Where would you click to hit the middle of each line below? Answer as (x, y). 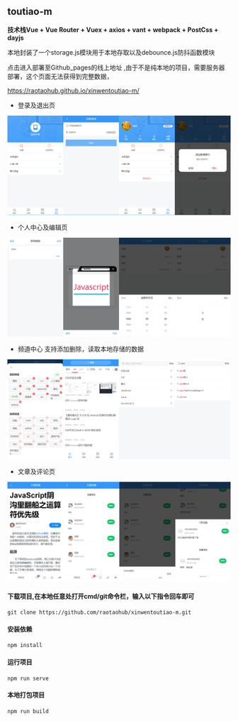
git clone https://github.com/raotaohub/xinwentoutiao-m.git (100, 613)
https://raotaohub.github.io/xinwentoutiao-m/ (73, 90)
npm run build (28, 711)
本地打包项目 (26, 695)
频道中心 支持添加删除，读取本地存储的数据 (80, 349)
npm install (25, 646)
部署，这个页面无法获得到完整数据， (60, 76)
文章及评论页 (36, 471)
